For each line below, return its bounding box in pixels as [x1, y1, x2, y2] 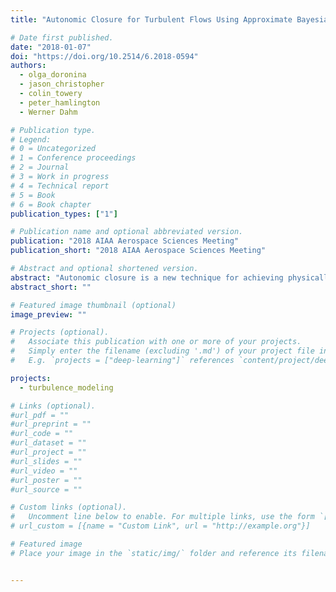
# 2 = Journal [10, 162, 70, 173]
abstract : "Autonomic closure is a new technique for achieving [10, 272, 284, 283]
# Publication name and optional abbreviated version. [10, 227, 244, 237]
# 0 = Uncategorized [10, 144, 97, 154]
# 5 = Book [10, 190, 56, 200]
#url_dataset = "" [10, 438, 87, 448]
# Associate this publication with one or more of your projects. [10, 337, 302, 347]
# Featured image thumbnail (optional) [10, 300, 177, 310]
